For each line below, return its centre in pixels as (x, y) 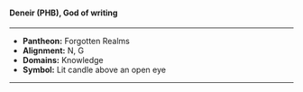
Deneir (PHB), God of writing (64, 13)
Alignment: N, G (53, 51)
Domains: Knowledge (63, 60)
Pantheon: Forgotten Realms (76, 41)
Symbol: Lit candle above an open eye (94, 70)
